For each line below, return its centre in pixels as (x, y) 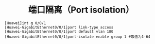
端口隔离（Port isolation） (81, 10)
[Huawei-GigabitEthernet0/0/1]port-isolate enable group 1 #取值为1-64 (77, 37)
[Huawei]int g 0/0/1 (26, 23)
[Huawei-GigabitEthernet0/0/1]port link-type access (59, 27)
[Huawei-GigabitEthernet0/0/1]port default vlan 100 (59, 31)
